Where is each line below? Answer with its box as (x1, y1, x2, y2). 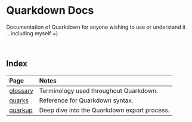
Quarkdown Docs (6, 4, 94, 17)
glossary (9, 86, 34, 94)
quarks (9, 96, 29, 105)
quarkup (9, 106, 33, 114)
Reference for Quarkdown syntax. (39, 96, 134, 105)
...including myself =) (6, 29, 58, 36)
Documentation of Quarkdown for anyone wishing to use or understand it (6, 23, 186, 30)
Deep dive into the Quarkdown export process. (39, 106, 170, 114)
